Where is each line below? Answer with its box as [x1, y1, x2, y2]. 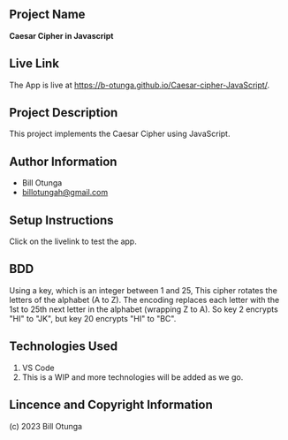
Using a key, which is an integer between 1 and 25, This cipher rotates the [9, 284, 278, 295]
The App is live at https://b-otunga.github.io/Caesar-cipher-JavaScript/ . [9, 80, 270, 90]
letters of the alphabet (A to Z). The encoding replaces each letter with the [9, 294, 280, 305]
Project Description [9, 105, 118, 120]
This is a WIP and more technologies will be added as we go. [21, 371, 244, 383]
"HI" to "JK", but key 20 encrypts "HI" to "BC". [9, 313, 177, 323]
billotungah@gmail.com [21, 187, 109, 198]
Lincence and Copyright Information [9, 398, 214, 413]
